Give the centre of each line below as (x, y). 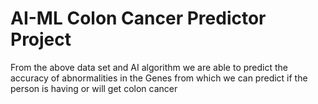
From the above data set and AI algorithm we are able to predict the (149, 67)
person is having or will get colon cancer (94, 88)
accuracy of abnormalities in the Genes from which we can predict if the (159, 78)
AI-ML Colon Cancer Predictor (138, 18)
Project (41, 39)
